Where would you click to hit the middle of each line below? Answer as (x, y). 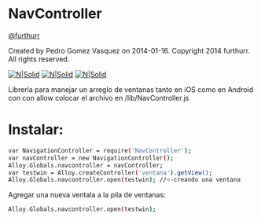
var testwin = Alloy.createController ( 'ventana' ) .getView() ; (110, 173)
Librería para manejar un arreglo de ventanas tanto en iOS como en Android (131, 89)
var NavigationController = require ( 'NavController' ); (100, 150)
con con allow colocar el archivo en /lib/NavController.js (99, 98)
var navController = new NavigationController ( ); (91, 158)
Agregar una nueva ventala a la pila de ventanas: (87, 195)
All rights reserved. (39, 59)
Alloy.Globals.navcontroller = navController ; (86, 165)
